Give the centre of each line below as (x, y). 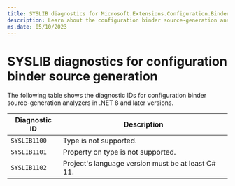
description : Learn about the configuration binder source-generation (112, 20)
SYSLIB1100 (29, 141)
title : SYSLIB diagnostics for (53, 14)
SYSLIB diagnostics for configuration (117, 61)
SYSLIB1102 (29, 168)
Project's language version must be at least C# (140, 164)
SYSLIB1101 (29, 152)
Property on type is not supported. (119, 152)
